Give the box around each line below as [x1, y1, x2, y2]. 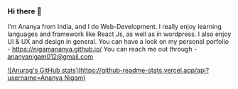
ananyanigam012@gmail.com [7, 52, 94, 61]
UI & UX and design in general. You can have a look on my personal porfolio [7, 37, 229, 46]
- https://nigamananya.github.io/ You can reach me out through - [7, 45, 198, 54]
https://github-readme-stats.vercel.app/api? [80, 66, 210, 75]
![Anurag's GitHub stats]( [7, 66, 81, 75]
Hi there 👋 [7, 6, 43, 16]
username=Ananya [7, 73, 63, 82]
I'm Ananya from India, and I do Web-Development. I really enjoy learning [7, 23, 222, 31]
